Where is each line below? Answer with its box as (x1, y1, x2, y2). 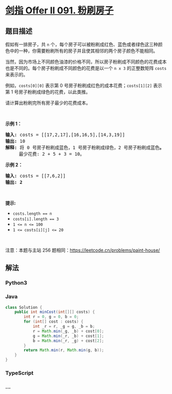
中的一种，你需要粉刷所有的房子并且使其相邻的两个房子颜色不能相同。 (9, 48, 158, 54)
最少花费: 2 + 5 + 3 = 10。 (18, 151, 85, 157)
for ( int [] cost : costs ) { (24, 319, 83, 324)
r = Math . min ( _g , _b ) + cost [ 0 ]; (32, 328, 104, 334)
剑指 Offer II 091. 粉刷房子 (5, 5, 114, 16)
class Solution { (5, 305, 42, 310)
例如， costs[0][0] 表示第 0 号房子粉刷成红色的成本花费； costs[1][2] (5, 83, 153, 88)
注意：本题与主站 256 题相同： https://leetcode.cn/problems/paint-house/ (5, 247, 160, 253)
